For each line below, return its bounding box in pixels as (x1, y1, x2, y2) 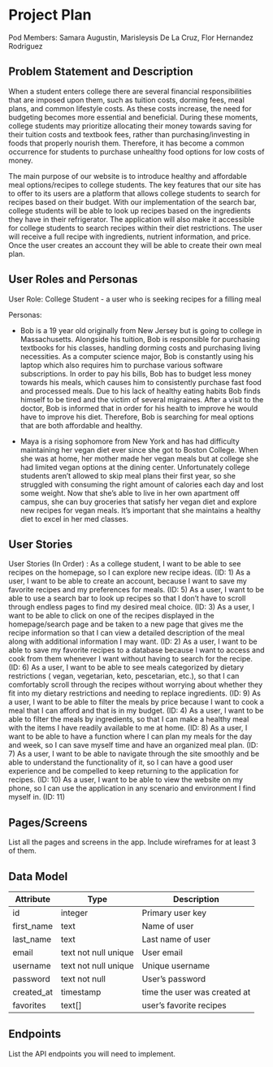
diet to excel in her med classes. (19, 514, 128, 523)
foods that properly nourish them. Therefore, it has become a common (8, 138, 245, 148)
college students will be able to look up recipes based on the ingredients (8, 206, 252, 215)
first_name (12, 921, 54, 931)
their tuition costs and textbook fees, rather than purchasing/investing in (8, 129, 250, 139)
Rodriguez (8, 41, 43, 50)
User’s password (141, 974, 206, 984)
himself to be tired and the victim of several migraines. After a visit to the (19, 394, 264, 404)
